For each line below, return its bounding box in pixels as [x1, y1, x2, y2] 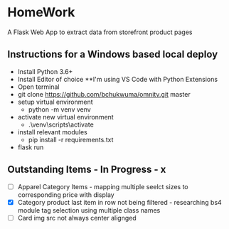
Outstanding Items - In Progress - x [7, 164, 166, 176]
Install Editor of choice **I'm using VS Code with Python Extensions [17, 75, 218, 83]
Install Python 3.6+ [17, 67, 73, 75]
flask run [17, 143, 44, 151]
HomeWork [7, 4, 75, 21]
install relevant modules [17, 127, 87, 136]
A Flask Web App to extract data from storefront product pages [7, 28, 193, 36]
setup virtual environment [17, 97, 93, 106]
